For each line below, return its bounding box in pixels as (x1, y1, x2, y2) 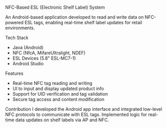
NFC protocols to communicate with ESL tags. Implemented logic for (5, 111, 147, 117)
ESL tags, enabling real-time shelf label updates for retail (24, 20, 142, 25)
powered (5, 20, 24, 25)
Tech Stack (5, 35, 29, 40)
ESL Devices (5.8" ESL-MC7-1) (12, 55, 76, 61)
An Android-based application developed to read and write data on (5, 14, 144, 20)
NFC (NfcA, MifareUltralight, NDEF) (12, 50, 86, 56)
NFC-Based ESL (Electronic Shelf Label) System (5, 5, 105, 10)
